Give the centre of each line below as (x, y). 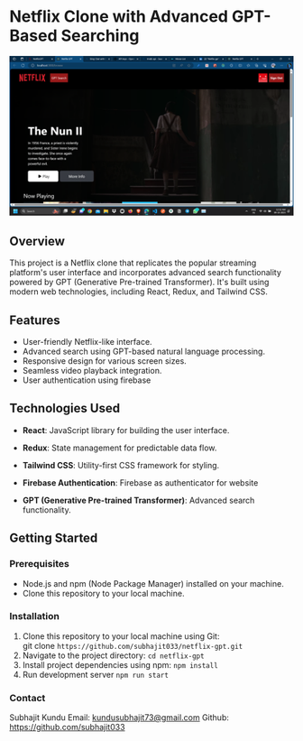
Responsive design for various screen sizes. (104, 361)
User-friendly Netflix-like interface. (87, 342)
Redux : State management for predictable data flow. (119, 448)
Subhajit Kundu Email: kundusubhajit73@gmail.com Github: (119, 718)
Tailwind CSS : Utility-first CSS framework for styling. (121, 465)
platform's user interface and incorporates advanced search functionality (146, 273)
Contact (28, 698)
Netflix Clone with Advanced (119, 17)
